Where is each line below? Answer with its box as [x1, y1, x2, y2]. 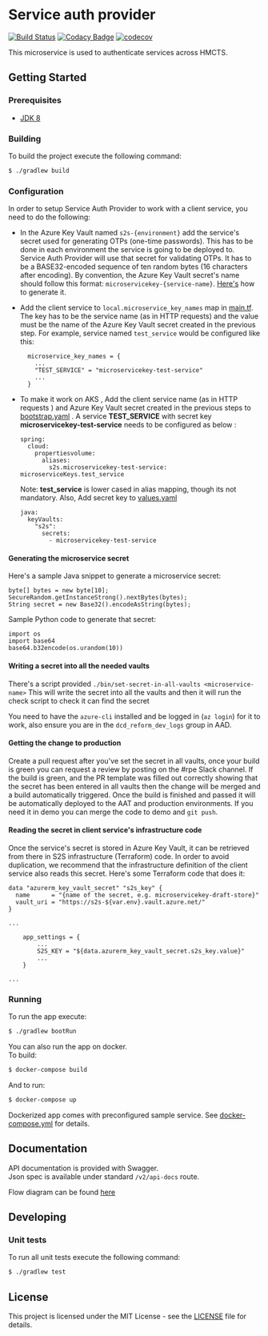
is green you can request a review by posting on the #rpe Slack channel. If [8, 764, 254, 774]
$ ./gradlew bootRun [8, 1027, 78, 1036]
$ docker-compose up [8, 1095, 78, 1104]
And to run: [8, 1080, 46, 1089]
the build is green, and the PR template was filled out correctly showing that [8, 772, 258, 782]
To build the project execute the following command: [8, 150, 182, 161]
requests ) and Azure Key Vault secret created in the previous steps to [19, 403, 252, 413]
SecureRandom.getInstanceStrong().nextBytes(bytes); [8, 594, 188, 602]
